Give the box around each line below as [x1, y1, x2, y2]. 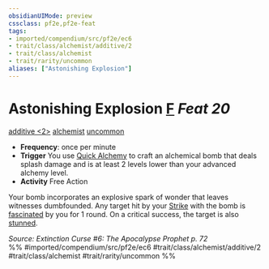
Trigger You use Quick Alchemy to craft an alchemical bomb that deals [19, 151, 258, 160]
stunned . [8, 218, 38, 228]
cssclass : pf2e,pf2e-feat [8, 19, 96, 28]
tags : [8, 27, 27, 35]
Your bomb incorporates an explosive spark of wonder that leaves [8, 192, 229, 202]
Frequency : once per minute [19, 142, 116, 152]
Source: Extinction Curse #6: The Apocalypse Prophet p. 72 [8, 233, 208, 243]
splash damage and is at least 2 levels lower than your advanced [19, 159, 237, 169]
